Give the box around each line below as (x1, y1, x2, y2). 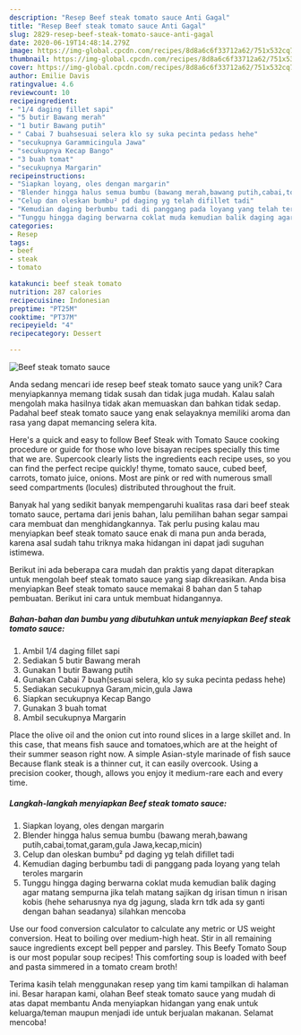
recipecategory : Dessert (9, 329, 102, 339)
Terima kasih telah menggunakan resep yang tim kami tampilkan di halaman (9, 979, 289, 989)
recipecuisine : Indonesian (9, 296, 110, 305)
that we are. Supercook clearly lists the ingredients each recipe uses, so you (9, 453, 291, 464)
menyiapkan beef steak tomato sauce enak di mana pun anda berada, (9, 528, 267, 539)
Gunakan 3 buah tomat (21, 703, 107, 713)
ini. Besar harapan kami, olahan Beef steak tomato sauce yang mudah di (9, 988, 276, 999)
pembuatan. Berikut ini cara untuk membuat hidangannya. (9, 593, 223, 603)
